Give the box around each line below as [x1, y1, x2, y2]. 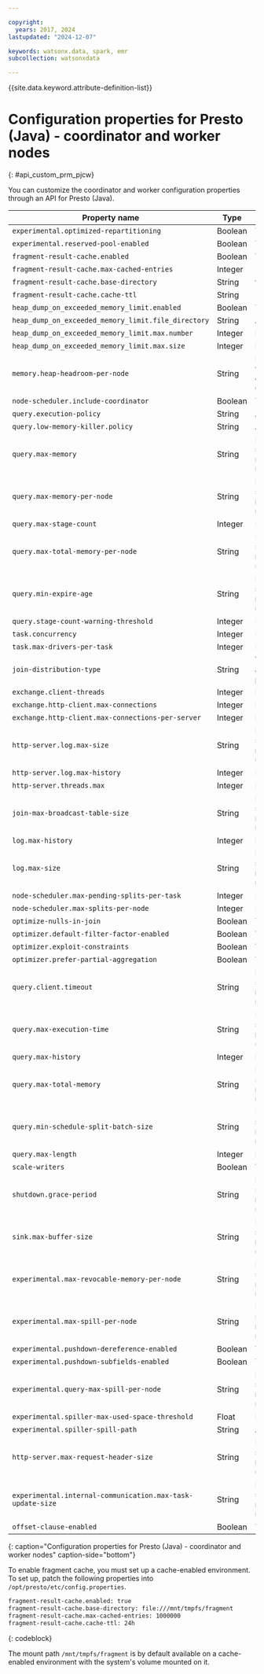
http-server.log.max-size [12, 741, 109, 750]
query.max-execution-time [12, 1025, 109, 1034]
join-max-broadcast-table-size [12, 809, 130, 818]
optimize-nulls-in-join [12, 917, 101, 926]
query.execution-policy [12, 410, 101, 418]
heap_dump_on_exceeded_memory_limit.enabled [12, 304, 181, 312]
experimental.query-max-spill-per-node [12, 1385, 161, 1394]
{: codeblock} [8, 1633, 53, 1643]
